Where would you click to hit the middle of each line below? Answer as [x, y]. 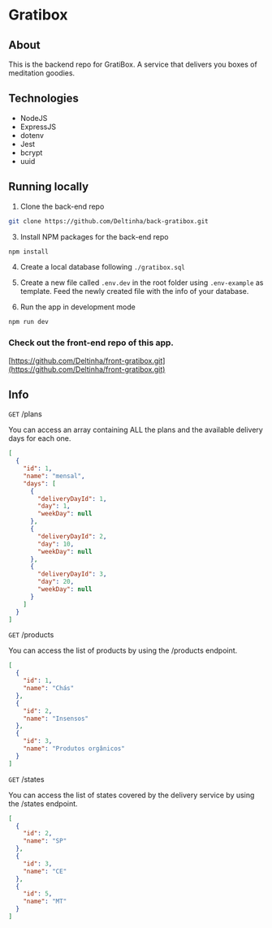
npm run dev [28, 322]
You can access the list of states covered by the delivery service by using [132, 795]
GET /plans [25, 414]
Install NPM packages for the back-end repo [94, 236]
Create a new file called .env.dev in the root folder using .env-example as [142, 283]
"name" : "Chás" [49, 688]
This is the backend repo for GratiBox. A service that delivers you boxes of [133, 64]
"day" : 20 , [56, 582]
